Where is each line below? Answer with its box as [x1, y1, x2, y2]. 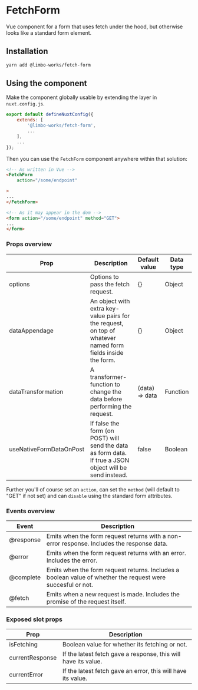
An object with [90, 297, 130, 305]
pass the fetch [90, 280, 130, 288]
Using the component [6, 78, 87, 88]
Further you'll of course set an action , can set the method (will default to [6, 486, 180, 493]
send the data [90, 441, 128, 450]
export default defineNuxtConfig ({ [6, 111, 94, 118]
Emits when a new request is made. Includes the [46, 590, 180, 598]
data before [90, 395, 123, 403]
